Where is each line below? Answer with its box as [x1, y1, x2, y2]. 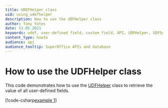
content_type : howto [5, 35, 48, 40]
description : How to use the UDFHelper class [5, 16, 101, 21]
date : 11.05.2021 [5, 26, 41, 31]
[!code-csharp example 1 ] [5, 97, 57, 103]
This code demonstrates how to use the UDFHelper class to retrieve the [5, 82, 153, 88]
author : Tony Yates [5, 21, 46, 26]
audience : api [5, 40, 35, 45]
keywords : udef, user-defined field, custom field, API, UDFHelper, [5, 30, 151, 35]
